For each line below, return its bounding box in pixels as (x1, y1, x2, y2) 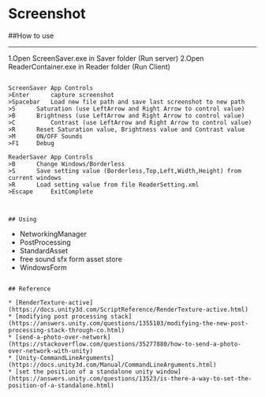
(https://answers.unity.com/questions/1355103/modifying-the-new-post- (8, 319, 248, 328)
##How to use (8, 31, 54, 40)
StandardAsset (19, 245, 69, 255)
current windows (8, 174, 62, 182)
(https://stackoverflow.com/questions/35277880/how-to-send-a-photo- (8, 340, 242, 348)
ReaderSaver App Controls (8, 153, 93, 161)
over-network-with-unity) (8, 346, 93, 355)
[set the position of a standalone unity (15, 368, 154, 376)
